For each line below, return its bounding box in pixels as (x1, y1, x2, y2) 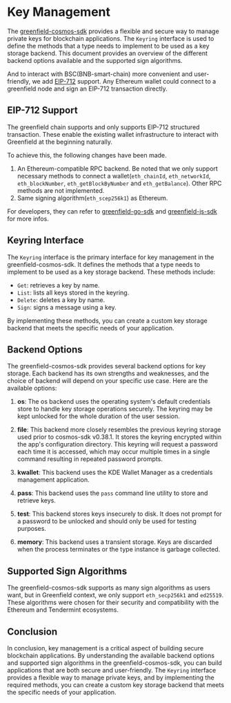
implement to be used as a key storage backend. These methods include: (7, 268, 216, 276)
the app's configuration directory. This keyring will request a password (17, 440, 219, 449)
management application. (17, 476, 90, 484)
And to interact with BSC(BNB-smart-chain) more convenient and (7, 70, 193, 78)
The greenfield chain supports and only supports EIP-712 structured (7, 122, 200, 131)
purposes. (17, 525, 47, 533)
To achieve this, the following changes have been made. (7, 151, 167, 159)
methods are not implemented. (17, 186, 105, 194)
